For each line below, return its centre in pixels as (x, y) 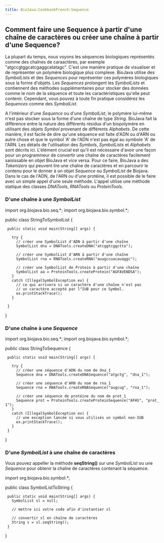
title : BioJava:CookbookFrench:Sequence (47, 10)
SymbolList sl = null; (35, 501)
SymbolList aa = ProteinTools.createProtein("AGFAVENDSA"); (79, 272)
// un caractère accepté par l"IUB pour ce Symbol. (70, 289)
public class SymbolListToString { (39, 487)
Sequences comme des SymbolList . (41, 104)
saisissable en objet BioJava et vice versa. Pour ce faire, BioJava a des (77, 160)
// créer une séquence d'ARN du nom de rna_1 (63, 383)
